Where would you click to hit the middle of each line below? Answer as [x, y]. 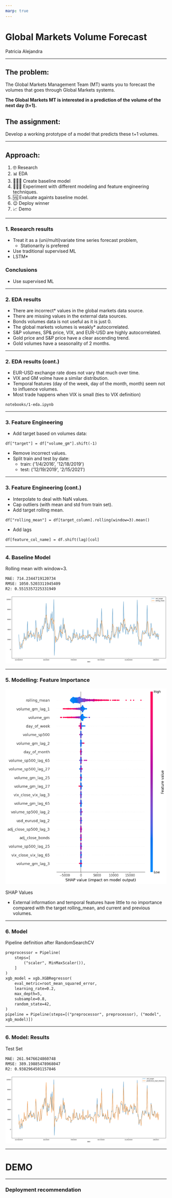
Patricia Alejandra [24, 51]
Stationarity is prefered [45, 246]
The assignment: [33, 122]
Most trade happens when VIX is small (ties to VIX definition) [77, 395]
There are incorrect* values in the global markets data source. [78, 310]
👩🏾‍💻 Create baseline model [41, 181]
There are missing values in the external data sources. [70, 316]
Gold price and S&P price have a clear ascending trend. [71, 338]
